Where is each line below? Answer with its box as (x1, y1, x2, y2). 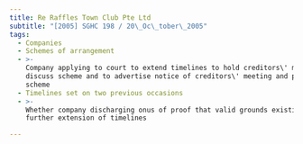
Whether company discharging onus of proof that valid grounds (25, 105, 269, 114)
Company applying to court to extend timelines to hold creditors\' (25, 64, 289, 73)
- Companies (17, 38, 63, 48)
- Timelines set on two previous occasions (17, 88, 183, 97)
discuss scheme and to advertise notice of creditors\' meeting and (25, 72, 289, 81)
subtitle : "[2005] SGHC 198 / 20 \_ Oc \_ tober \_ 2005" (9, 22, 207, 31)
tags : (9, 30, 30, 39)
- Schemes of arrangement (17, 47, 115, 56)
